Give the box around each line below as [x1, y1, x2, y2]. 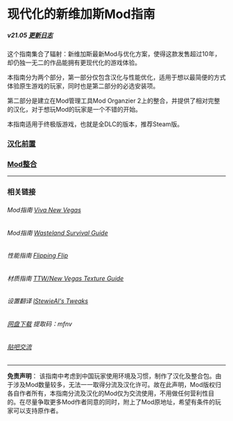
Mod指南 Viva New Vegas [7, 205, 82, 214]
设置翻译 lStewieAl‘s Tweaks [7, 297, 89, 305]
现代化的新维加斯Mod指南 [7, 6, 155, 22]
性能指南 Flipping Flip [7, 251, 68, 260]
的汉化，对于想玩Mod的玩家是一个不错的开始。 [7, 105, 142, 114]
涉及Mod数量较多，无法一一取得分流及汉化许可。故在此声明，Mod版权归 [12, 381, 222, 389]
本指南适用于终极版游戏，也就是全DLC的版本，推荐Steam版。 [7, 120, 184, 128]
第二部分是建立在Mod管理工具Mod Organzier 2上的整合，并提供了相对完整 [7, 96, 221, 105]
